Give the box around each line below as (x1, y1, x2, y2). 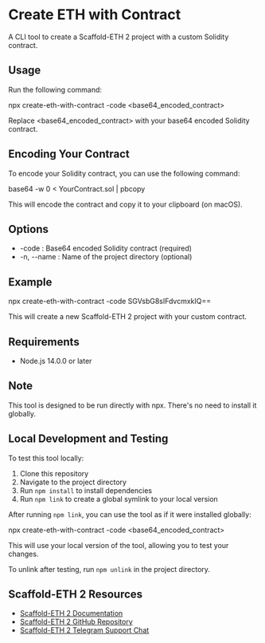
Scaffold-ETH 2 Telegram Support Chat (19, 625, 150, 635)
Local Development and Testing (8, 432, 169, 446)
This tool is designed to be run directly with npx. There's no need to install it (8, 400, 257, 410)
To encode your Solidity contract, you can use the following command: (8, 168, 240, 178)
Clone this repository (19, 468, 89, 478)
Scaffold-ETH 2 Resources (8, 588, 143, 602)
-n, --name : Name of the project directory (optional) (19, 252, 193, 262)
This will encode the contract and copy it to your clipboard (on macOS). (8, 199, 243, 209)
